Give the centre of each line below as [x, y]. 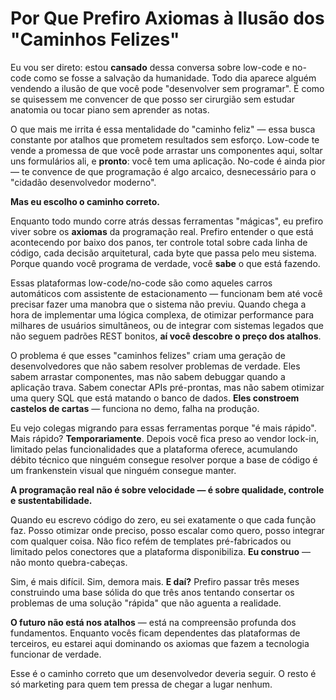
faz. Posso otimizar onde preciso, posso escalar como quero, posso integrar [167, 530]
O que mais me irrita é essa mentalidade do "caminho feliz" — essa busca [163, 129]
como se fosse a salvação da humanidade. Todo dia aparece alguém [175, 78]
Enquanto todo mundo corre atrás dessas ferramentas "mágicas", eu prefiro [167, 221]
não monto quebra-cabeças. [69, 562]
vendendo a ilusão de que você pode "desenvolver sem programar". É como [167, 88]
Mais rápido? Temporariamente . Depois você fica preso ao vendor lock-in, [165, 438]
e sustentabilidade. [51, 500]
